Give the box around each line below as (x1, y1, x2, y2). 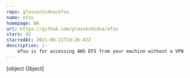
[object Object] (6, 65, 44, 72)
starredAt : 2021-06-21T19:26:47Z (6, 37, 91, 43)
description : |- (6, 43, 47, 49)
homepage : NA (6, 20, 40, 26)
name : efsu (6, 15, 34, 21)
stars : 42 (6, 31, 32, 37)
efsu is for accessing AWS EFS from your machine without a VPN (17, 48, 184, 54)
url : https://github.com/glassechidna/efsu (6, 25, 119, 32)
